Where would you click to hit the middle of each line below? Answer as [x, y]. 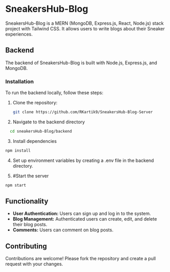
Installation [20, 81]
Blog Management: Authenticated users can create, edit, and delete [85, 219]
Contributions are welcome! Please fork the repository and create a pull [81, 259]
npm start [16, 185]
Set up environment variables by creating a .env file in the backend [83, 160]
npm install [18, 150]
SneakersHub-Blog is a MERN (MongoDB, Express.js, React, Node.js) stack [84, 23]
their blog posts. [30, 225]
